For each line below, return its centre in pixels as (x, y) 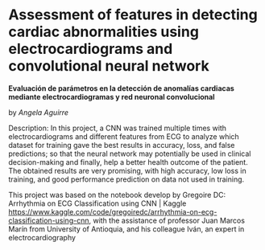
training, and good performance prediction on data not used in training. (126, 179)
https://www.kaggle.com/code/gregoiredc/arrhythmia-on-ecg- (113, 211)
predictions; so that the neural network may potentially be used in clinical (130, 154)
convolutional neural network (109, 66)
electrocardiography (42, 237)
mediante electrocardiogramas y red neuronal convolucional (112, 96)
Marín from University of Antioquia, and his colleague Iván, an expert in (126, 229)
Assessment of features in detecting (133, 15)
